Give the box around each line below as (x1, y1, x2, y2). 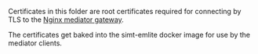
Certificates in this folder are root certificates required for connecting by (8, 7, 242, 16)
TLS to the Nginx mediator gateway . (8, 15, 124, 24)
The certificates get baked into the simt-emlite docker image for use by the (8, 31, 251, 39)
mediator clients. (8, 38, 63, 48)
